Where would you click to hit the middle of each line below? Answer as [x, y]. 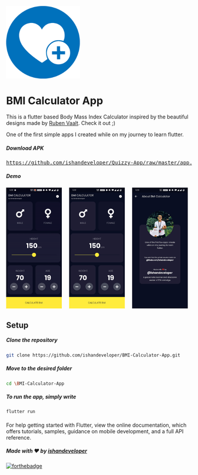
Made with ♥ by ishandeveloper [47, 451]
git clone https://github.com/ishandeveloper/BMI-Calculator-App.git [93, 355]
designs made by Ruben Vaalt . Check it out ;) [61, 123]
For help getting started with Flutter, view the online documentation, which [96, 425]
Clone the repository [32, 340]
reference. [19, 437]
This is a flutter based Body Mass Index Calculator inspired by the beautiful [97, 117]
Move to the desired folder [39, 368]
